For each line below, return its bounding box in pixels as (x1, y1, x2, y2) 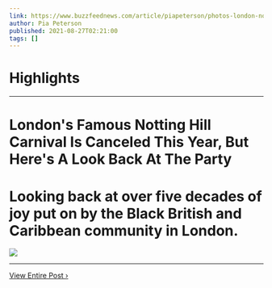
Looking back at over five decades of (9, 187, 262, 206)
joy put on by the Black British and (9, 204, 242, 223)
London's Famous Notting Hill (9, 116, 212, 134)
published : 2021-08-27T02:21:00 (9, 27, 118, 35)
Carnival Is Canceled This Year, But (9, 133, 249, 152)
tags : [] (9, 34, 39, 43)
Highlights (9, 69, 80, 87)
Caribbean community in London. (9, 221, 239, 240)
